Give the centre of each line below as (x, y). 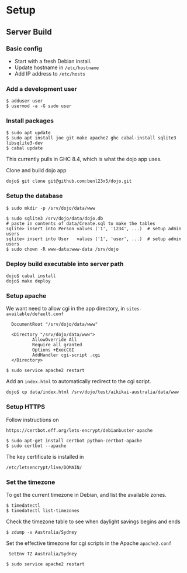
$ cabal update (25, 148)
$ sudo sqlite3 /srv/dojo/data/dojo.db (55, 218)
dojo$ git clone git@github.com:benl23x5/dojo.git (69, 181)
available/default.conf (35, 314)
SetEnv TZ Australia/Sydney (43, 554)
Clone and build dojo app (36, 170)
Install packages (30, 121)
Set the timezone (31, 482)
